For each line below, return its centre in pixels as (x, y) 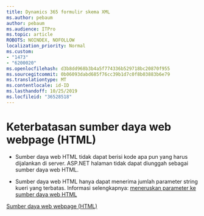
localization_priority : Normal (46, 46)
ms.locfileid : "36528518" (39, 97)
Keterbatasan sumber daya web (89, 127)
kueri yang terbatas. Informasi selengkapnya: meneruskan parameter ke (105, 188)
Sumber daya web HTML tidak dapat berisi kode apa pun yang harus (101, 156)
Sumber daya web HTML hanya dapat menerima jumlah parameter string (106, 181)
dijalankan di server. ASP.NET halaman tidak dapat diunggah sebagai (102, 163)
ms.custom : (20, 52)
